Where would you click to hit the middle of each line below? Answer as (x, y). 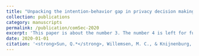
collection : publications (38, 17)
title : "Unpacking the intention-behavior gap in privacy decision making (100, 11)
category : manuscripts (34, 22)
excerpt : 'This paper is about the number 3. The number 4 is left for (96, 33)
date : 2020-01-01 (28, 38)
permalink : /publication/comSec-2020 (53, 28)
